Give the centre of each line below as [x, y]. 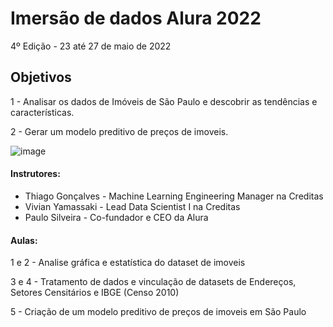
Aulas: [24, 240]
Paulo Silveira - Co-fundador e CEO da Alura [116, 217]
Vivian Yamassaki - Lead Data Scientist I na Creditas [132, 206]
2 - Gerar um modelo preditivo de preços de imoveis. [119, 131]
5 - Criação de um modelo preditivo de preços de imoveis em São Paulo [158, 312]
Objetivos [41, 77]
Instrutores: [35, 174]
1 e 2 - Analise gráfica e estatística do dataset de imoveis [128, 263]
